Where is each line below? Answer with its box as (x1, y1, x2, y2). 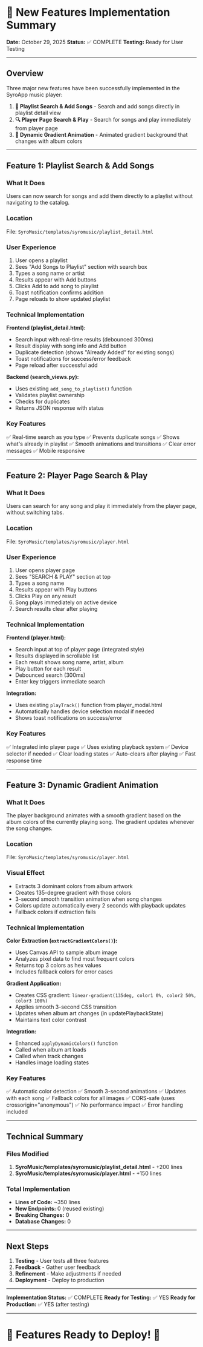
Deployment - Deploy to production (14, 1277, 105, 1284)
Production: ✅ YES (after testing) (6, 1301, 89, 1308)
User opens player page (14, 566, 76, 574)
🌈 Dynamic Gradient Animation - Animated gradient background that (14, 131, 188, 138)
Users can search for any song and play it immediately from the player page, (6, 502, 197, 510)
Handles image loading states (14, 1059, 89, 1066)
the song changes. (6, 825, 53, 832)
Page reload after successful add (14, 361, 98, 369)
